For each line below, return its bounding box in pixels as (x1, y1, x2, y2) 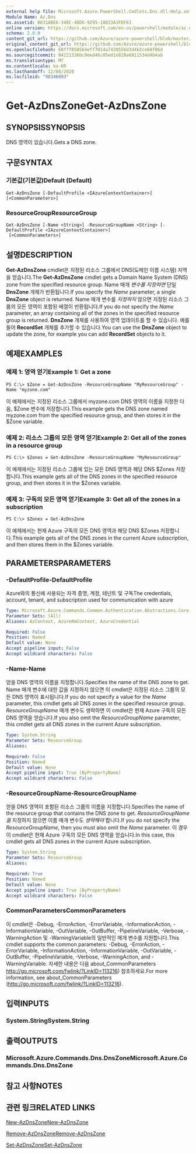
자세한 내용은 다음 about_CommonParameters (48, 960, 156, 967)
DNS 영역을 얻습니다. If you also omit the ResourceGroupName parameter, (6, 714, 181, 721)
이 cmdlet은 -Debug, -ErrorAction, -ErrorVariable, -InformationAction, (6, 920, 172, 927)
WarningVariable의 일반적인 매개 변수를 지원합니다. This (51, 934, 180, 941)
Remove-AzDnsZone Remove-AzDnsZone (6, 1130, 106, 1137)
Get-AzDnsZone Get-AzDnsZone (6, 99, 167, 112)
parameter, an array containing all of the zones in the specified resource (6, 309, 180, 316)
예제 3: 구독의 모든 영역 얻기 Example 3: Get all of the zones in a (6, 495, 181, 503)
